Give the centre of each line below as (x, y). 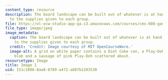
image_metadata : (22, 33)
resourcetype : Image (27, 61)
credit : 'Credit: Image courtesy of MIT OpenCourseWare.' (71, 47)
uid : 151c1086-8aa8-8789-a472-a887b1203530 (51, 70)
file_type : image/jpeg (29, 28)
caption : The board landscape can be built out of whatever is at (80, 38)
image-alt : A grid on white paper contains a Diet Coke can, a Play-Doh (87, 51)
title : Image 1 (21, 65)
